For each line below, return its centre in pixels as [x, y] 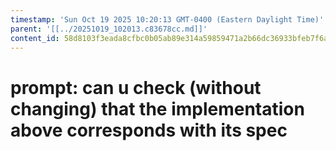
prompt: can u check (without [136, 87]
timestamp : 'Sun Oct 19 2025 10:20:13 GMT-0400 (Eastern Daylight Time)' [167, 19]
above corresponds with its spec [149, 130]
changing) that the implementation [157, 108]
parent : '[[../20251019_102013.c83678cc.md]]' [109, 29]
